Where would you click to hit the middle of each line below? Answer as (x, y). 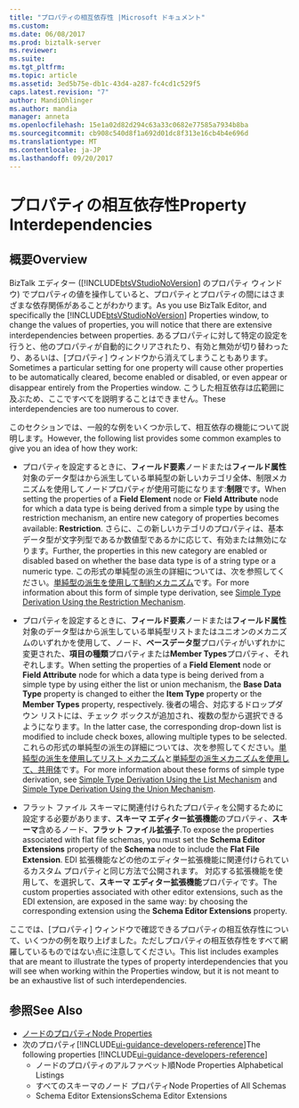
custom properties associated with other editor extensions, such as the (152, 892)
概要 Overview (48, 260)
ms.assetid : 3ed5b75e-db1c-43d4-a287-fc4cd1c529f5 (105, 84)
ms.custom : (29, 26)
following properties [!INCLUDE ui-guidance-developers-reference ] (145, 1055)
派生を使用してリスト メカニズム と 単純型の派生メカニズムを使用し (168, 758)
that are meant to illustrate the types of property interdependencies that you (149, 961)
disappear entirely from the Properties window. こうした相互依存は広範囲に (147, 387)
